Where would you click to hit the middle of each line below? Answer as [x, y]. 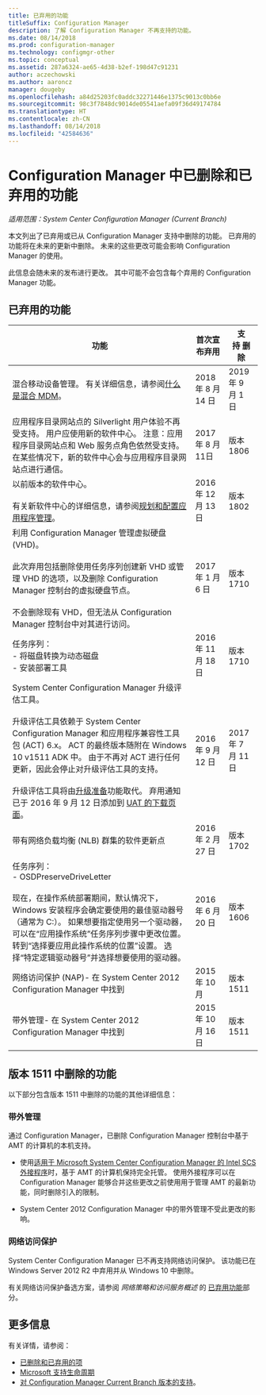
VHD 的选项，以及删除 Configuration [90, 579]
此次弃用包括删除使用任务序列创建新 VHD [89, 567]
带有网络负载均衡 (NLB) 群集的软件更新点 [89, 841]
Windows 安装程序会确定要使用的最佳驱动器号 [98, 910]
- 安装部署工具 [40, 668]
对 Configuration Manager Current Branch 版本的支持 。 [110, 1382]
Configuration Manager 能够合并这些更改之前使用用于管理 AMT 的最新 [134, 1182]
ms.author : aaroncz [40, 82]
